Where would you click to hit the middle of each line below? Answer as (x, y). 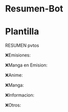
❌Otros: (13, 105)
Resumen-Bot (34, 9)
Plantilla (22, 32)
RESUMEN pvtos (22, 45)
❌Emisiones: (18, 55)
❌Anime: (14, 75)
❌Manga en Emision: (26, 65)
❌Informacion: (20, 95)
